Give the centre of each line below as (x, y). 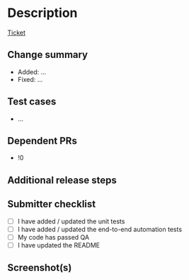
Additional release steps (62, 180)
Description (42, 13)
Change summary (48, 55)
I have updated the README (59, 245)
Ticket (17, 33)
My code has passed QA (53, 237)
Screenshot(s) (40, 268)
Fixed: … (30, 79)
